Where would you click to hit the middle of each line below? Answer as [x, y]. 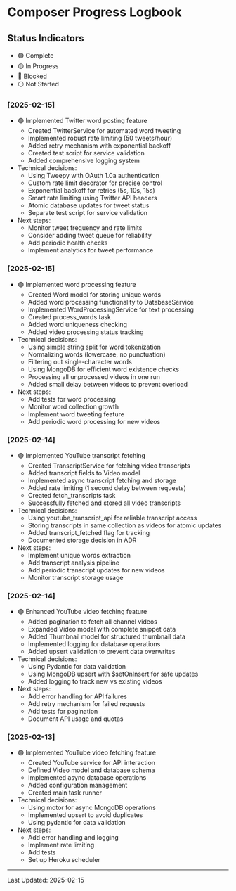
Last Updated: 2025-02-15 [46, 880]
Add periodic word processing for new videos [94, 421]
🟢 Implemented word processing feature [77, 284]
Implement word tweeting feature [76, 414]
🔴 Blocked [32, 76]
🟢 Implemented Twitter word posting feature [82, 121]
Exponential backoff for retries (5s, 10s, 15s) [92, 191]
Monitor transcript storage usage [76, 577]
